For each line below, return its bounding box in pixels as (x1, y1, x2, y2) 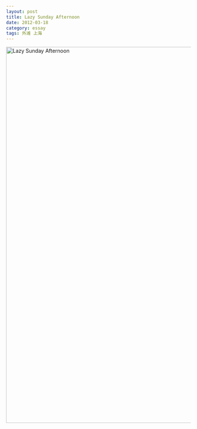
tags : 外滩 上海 (6, 31, 42, 36)
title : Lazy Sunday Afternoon (6, 14, 80, 20)
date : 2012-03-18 (6, 19, 49, 25)
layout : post (6, 8, 38, 15)
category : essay (6, 25, 46, 31)
